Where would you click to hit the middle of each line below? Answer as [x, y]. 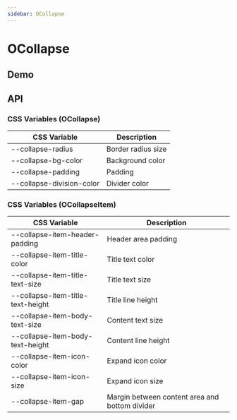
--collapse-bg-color [47, 160]
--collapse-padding [45, 172]
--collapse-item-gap [48, 402]
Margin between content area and [163, 397]
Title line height [132, 300]
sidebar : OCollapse [36, 14]
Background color [136, 160]
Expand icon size [135, 381]
